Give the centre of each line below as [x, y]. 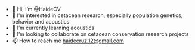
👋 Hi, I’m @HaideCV [36, 9]
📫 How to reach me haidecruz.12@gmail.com [68, 41]
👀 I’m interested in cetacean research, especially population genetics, [97, 15]
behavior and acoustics [41, 21]
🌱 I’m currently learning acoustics [53, 28]
